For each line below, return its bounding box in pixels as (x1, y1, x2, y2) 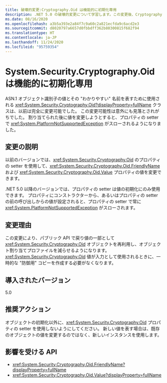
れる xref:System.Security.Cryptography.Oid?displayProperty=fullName (5, 102, 152, 108)
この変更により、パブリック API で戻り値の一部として (5, 235, 115, 241)
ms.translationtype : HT (5, 30, 55, 35)
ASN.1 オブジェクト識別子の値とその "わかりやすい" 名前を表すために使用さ (5, 95, 161, 101)
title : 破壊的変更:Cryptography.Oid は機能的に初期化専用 (5, 7, 117, 12)
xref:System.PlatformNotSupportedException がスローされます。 (5, 205, 138, 211)
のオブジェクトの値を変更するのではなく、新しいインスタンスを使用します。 (5, 332, 162, 338)
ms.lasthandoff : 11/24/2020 (5, 40, 64, 45)
